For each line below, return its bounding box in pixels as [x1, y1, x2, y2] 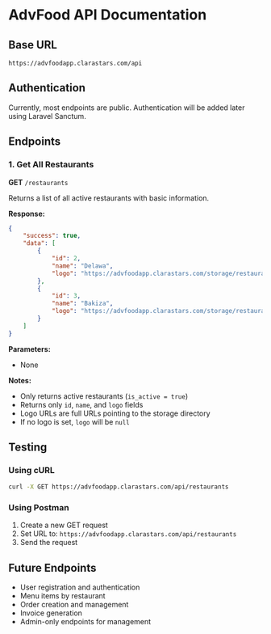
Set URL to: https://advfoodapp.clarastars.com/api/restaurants [19, 529, 237, 539]
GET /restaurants [8, 177, 69, 187]
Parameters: [8, 344, 51, 353]
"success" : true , [23, 232, 81, 240]
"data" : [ [23, 239, 56, 247]
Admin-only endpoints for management [19, 617, 152, 627]
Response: [8, 209, 46, 218]
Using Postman [8, 502, 70, 514]
